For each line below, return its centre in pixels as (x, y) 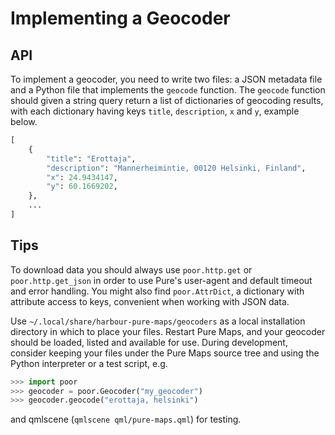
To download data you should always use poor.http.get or (131, 269)
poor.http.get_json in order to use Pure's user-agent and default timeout (161, 280)
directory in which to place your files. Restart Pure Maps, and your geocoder (168, 331)
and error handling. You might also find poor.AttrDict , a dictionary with (157, 291)
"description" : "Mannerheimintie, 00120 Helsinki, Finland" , (176, 168)
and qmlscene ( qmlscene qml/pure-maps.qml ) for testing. (126, 419)
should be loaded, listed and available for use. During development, (149, 342)
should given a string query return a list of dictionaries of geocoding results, (167, 100)
